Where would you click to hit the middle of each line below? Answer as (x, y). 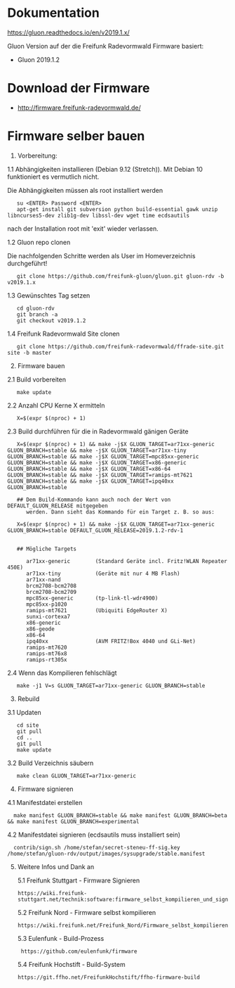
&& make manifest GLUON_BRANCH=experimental (73, 821)
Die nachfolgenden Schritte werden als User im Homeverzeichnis (101, 255)
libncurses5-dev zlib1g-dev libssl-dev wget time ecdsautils (99, 215)
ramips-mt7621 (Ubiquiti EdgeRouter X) (97, 610)
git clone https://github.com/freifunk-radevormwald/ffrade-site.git (120, 346)
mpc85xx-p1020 (47, 604)
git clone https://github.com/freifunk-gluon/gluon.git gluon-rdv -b (120, 276)
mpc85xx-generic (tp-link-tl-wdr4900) (92, 598)
